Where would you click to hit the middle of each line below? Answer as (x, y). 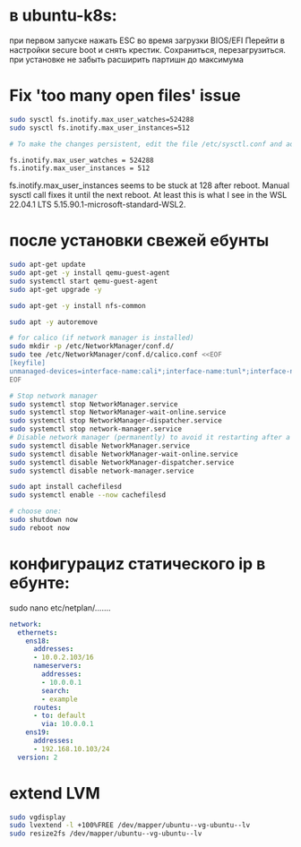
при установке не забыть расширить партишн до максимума (127, 59)
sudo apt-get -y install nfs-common (77, 305)
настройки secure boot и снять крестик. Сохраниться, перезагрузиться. (148, 49)
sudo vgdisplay (38, 817)
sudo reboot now (39, 528)
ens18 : (38, 641)
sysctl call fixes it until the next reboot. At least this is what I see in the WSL (148, 195)
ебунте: (39, 583)
